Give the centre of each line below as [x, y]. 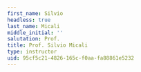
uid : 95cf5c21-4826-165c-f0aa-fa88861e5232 [71, 58]
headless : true [29, 20]
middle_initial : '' [35, 33]
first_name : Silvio [35, 13]
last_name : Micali [34, 26]
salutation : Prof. [34, 39]
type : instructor [32, 52]
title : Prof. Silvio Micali [48, 45]
